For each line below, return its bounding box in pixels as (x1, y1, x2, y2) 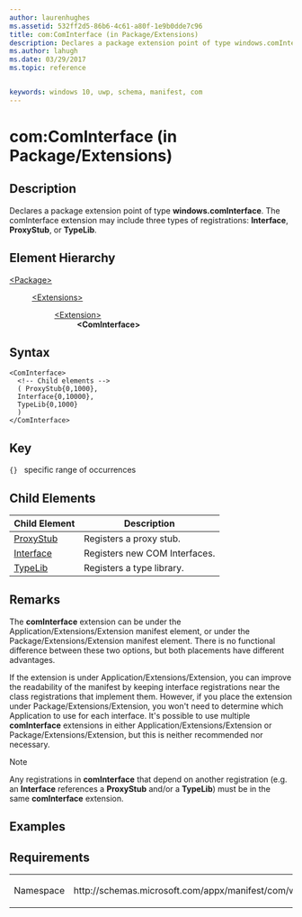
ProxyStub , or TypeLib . (9, 224, 97, 235)
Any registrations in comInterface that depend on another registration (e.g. (9, 774, 288, 785)
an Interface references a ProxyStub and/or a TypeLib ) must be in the (9, 783, 271, 794)
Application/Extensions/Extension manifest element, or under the (9, 625, 250, 636)
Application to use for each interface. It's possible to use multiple (9, 710, 251, 721)
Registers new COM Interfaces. (84, 547, 216, 559)
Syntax (9, 344, 50, 360)
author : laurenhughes (9, 13, 91, 23)
